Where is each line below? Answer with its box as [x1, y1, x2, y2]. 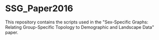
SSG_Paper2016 [5, 3, 74, 14]
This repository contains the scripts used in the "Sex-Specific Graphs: [5, 19, 149, 25]
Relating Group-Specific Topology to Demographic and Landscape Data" [5, 24, 155, 30]
